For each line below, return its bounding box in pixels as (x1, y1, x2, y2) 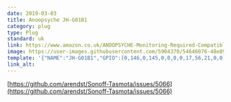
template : (7, 55, 36, 62)
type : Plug (7, 29, 38, 36)
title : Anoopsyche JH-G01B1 (7, 16, 88, 23)
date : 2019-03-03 (7, 10, 57, 17)
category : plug (7, 23, 51, 29)
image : (7, 49, 26, 55)
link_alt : (7, 61, 36, 68)
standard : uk (7, 36, 45, 42)
